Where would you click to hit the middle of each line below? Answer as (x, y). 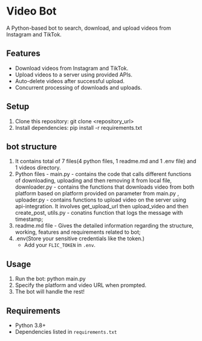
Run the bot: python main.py (50, 279)
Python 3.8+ (31, 325)
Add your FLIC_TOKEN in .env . (60, 245)
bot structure (32, 147)
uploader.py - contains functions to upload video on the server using (100, 200)
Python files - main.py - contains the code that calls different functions (103, 174)
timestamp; (29, 219)
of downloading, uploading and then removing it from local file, (93, 181)
